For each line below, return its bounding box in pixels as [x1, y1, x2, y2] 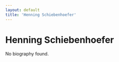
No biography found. [5, 51, 49, 57]
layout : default [5, 7, 40, 13]
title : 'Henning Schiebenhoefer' [5, 12, 77, 17]
